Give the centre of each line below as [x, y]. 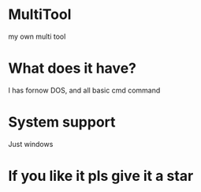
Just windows [31, 144]
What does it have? [72, 68]
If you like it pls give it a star [101, 176]
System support [62, 122]
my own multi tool [37, 36]
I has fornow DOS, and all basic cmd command [84, 90]
